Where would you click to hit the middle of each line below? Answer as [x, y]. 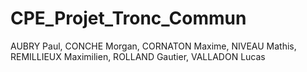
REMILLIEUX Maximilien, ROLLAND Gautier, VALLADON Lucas [138, 56]
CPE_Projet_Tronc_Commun [128, 18]
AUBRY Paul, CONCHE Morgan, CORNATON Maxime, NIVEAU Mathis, [153, 46]
